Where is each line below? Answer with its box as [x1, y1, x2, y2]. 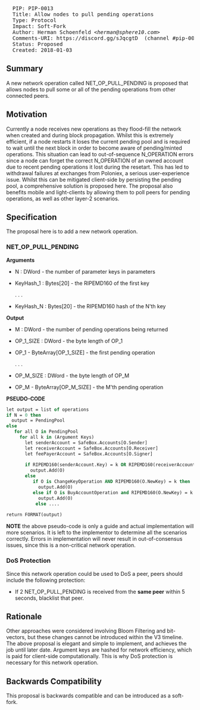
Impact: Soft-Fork [12, 23, 67, 29]
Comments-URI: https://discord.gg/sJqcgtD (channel [12, 35, 170, 41]
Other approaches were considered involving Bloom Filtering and [6, 627, 166, 634]
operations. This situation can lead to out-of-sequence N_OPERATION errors [6, 150, 194, 157]
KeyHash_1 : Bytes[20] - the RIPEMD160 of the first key [14, 280, 150, 287]
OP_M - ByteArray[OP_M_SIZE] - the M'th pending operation [14, 383, 164, 390]
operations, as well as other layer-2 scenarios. [6, 195, 120, 202]
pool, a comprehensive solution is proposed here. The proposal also [6, 182, 173, 190]
